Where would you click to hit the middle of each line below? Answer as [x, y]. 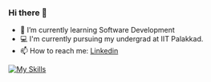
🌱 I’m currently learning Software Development [97, 30]
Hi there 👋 [28, 13]
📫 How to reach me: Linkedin [69, 51]
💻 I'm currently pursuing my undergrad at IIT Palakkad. [112, 39]
